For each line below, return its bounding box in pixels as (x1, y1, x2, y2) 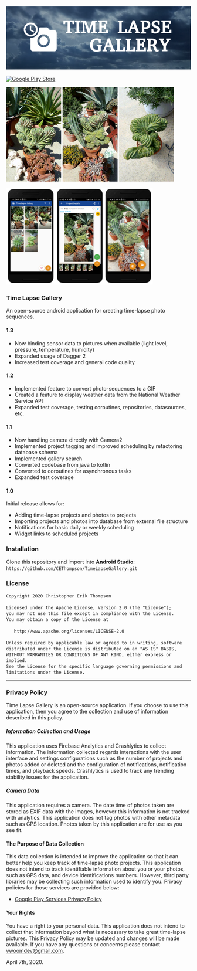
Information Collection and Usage (6, 728, 91, 735)
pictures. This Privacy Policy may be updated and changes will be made (6, 935, 180, 942)
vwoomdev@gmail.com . (6, 947, 64, 954)
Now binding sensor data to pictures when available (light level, (14, 339, 168, 347)
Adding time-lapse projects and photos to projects (14, 511, 137, 519)
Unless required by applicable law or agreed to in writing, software (6, 640, 182, 646)
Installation (6, 545, 39, 553)
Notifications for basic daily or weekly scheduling (14, 524, 134, 531)
